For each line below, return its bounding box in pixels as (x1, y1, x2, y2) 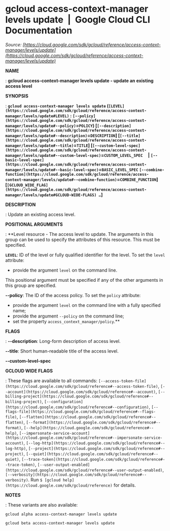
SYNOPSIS (5, 93, 29, 99)
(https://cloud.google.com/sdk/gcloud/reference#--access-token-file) (5, 384, 158, 389)
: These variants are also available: (5, 501, 78, 508)
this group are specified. (5, 282, 57, 288)
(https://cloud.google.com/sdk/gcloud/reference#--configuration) (5, 405, 149, 410)
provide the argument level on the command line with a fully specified (12, 302, 161, 308)
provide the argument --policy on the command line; (12, 313, 125, 319)
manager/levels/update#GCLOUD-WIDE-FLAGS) (5, 192, 97, 198)
